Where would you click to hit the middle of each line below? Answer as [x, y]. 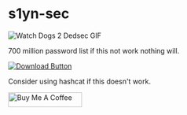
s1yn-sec [39, 14]
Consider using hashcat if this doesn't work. [80, 81]
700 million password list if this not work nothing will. [94, 50]
